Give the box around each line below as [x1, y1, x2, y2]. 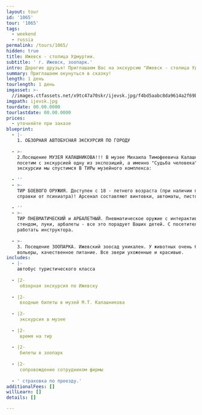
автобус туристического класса [17, 266, 96, 272]
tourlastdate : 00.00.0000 [6, 109, 71, 115]
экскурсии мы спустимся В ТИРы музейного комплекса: [17, 165, 152, 171]
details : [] [6, 395, 36, 401]
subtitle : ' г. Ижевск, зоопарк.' [6, 59, 93, 65]
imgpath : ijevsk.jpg [6, 98, 58, 104]
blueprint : [6, 126, 34, 132]
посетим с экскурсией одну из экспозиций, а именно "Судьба [17, 160, 171, 166]
